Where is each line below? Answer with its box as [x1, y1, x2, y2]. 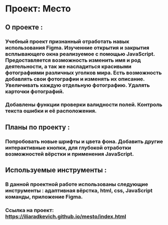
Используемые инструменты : [5, 166, 107, 174]
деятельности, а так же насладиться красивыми [5, 63, 132, 70]
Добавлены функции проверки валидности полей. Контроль [5, 101, 162, 108]
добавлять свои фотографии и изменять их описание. [5, 75, 145, 82]
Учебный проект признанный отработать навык [5, 38, 129, 45]
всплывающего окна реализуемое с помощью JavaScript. [5, 50, 155, 57]
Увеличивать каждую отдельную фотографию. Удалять [5, 81, 150, 88]
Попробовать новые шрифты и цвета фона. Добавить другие [5, 138, 163, 145]
